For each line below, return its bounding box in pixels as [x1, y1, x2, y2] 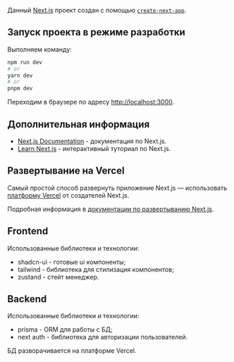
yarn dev [7, 72, 33, 79]
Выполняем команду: [7, 45, 72, 54]
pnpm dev [7, 85, 33, 92]
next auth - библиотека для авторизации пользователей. [17, 333, 188, 342]
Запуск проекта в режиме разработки [7, 26, 185, 38]
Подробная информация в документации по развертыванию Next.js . [7, 205, 214, 213]
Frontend [7, 225, 49, 237]
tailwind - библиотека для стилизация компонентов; [17, 265, 174, 274]
